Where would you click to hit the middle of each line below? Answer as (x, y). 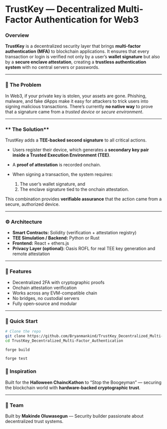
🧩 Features (18, 272)
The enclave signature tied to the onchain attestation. (74, 189)
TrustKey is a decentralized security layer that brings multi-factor (73, 46)
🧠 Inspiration (21, 371)
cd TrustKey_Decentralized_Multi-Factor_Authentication (64, 341)
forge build (17, 350)
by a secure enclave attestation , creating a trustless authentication (76, 62)
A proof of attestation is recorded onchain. (56, 165)
